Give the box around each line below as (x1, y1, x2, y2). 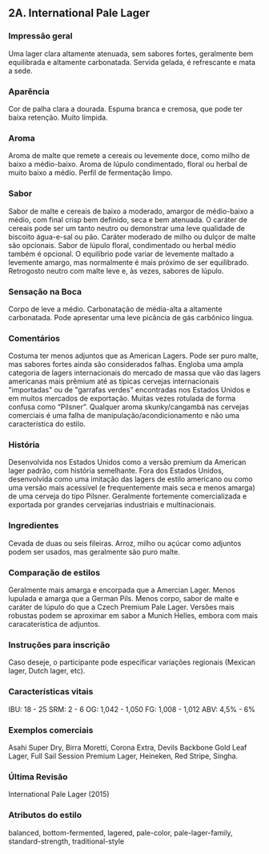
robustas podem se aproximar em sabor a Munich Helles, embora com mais (8, 611, 259, 620)
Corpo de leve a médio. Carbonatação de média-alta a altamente (8, 304, 223, 314)
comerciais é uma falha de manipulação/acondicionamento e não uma (8, 411, 240, 421)
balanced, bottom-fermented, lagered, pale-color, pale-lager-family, (8, 828, 233, 837)
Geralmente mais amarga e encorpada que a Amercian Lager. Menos (8, 585, 236, 595)
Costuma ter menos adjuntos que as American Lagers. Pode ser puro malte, (8, 351, 259, 360)
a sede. (8, 66, 34, 75)
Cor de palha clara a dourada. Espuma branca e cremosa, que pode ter (8, 104, 243, 113)
